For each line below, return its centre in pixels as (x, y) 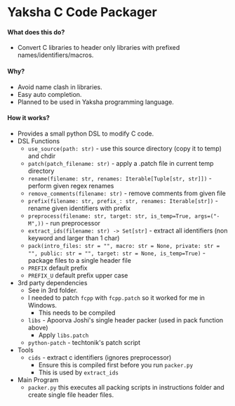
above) (38, 327)
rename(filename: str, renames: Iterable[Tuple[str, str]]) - (120, 178)
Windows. (42, 305)
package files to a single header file (80, 260)
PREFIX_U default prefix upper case (78, 275)
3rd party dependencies (52, 282)
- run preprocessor (73, 223)
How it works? (29, 118)
